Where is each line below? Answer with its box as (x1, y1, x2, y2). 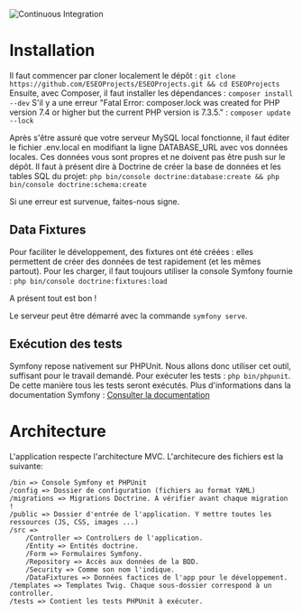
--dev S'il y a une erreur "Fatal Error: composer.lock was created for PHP (9, 97, 280, 108)
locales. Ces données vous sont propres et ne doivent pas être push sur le (9, 151, 286, 162)
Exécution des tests (9, 336, 124, 352)
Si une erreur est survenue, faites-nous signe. (9, 195, 180, 207)
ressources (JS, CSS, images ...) (9, 517, 140, 526)
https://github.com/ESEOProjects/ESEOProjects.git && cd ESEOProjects (9, 80, 280, 89)
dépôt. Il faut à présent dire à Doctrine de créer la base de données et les (9, 161, 281, 172)
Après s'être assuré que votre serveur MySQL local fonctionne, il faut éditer (9, 132, 290, 143)
